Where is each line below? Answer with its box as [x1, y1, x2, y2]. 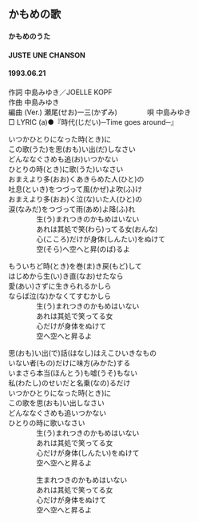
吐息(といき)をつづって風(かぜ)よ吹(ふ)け [8, 184, 142, 193]
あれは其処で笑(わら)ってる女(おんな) [35, 224, 158, 233]
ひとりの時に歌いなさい [8, 418, 85, 428]
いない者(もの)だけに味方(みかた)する [8, 358, 131, 368]
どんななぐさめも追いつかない [8, 408, 106, 417]
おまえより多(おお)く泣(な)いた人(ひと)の [8, 194, 142, 204]
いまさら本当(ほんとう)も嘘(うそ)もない [8, 368, 138, 377]
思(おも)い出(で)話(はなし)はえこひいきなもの [8, 348, 157, 357]
